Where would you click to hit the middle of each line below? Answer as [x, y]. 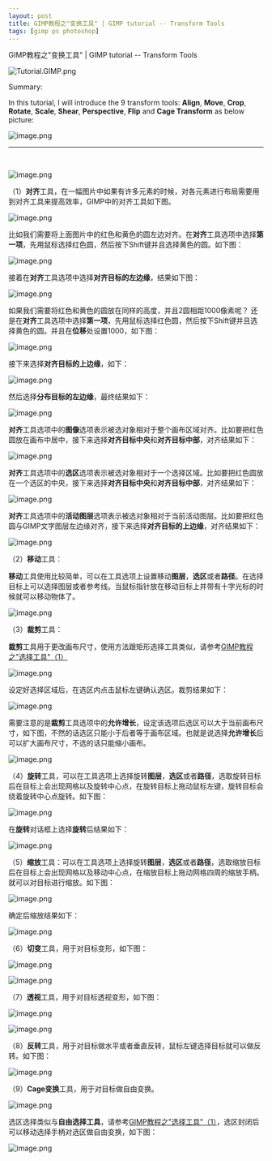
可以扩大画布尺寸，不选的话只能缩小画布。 [79, 743]
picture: [21, 120]
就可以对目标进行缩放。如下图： [62, 883]
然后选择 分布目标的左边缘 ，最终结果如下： [79, 397]
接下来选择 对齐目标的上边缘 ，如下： [69, 364]
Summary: [25, 87]
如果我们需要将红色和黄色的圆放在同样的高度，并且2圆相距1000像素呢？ [129, 311]
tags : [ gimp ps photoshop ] [54, 31]
